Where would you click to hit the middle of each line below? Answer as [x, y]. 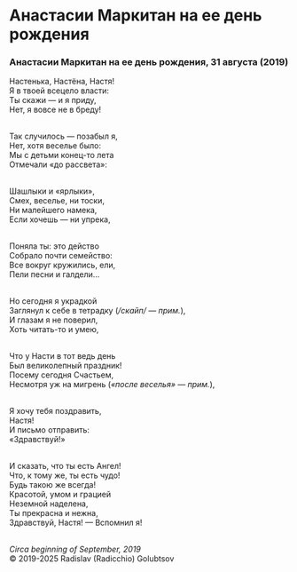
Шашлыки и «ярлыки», [52, 191]
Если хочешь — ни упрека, [60, 219]
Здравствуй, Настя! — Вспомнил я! [76, 523]
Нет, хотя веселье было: [55, 146]
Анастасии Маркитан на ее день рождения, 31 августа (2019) [149, 62]
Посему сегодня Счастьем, [61, 375]
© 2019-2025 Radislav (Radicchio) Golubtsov [92, 559]
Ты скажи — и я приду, [53, 100]
